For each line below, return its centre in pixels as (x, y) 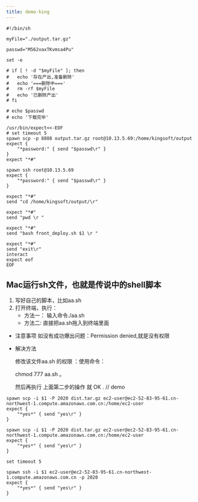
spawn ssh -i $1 (26, 472)
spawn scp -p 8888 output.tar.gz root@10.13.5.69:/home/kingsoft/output (99, 138)
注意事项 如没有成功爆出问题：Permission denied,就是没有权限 (92, 336)
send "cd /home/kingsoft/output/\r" (52, 202)
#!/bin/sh (19, 28)
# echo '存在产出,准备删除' (41, 77)
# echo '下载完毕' (27, 117)
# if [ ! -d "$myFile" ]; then (45, 71)
